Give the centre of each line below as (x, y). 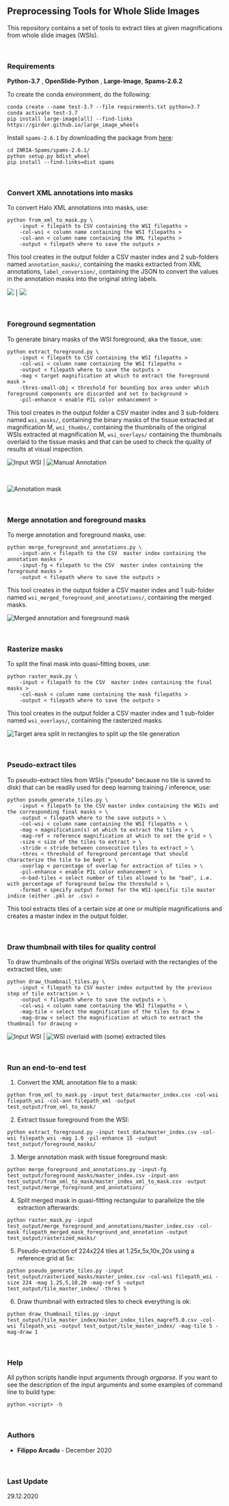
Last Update (28, 1481)
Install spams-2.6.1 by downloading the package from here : (90, 138)
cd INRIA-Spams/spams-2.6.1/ (49, 150)
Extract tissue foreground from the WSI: (73, 1120)
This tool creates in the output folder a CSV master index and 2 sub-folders (113, 257)
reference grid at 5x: (46, 1258)
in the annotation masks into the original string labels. (82, 279)
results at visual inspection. (45, 449)
